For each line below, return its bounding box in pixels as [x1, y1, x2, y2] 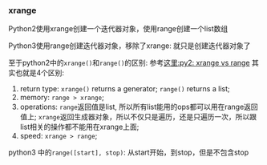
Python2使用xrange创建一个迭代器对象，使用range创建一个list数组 [8, 24, 229, 34]
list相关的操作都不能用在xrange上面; [19, 122, 140, 132]
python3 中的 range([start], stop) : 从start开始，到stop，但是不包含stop [8, 147, 249, 157]
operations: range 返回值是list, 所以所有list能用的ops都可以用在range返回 [19, 102, 258, 112]
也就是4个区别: [14, 68, 65, 78]
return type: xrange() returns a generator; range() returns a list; [19, 84, 230, 94]
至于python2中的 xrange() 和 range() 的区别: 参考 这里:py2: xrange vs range [8, 58, 250, 68]
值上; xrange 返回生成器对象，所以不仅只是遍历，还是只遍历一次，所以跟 [19, 112, 257, 122]
